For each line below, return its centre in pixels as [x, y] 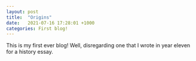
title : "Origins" [29, 17]
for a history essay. [30, 52]
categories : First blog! [37, 28]
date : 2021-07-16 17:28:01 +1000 [50, 23]
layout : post [22, 12]
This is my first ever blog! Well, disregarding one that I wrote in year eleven [98, 45]
